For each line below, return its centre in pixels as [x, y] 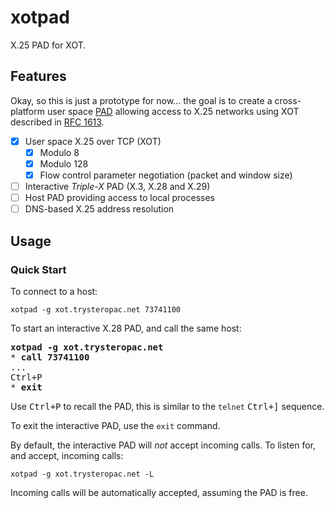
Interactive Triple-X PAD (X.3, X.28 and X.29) [117, 186]
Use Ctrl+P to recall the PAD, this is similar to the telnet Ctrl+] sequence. [167, 406]
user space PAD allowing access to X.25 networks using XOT [173, 111]
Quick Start [38, 269]
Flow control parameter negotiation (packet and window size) [166, 175]
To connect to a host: [54, 291]
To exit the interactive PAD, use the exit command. [115, 425]
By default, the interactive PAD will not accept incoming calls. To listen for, [163, 445]
